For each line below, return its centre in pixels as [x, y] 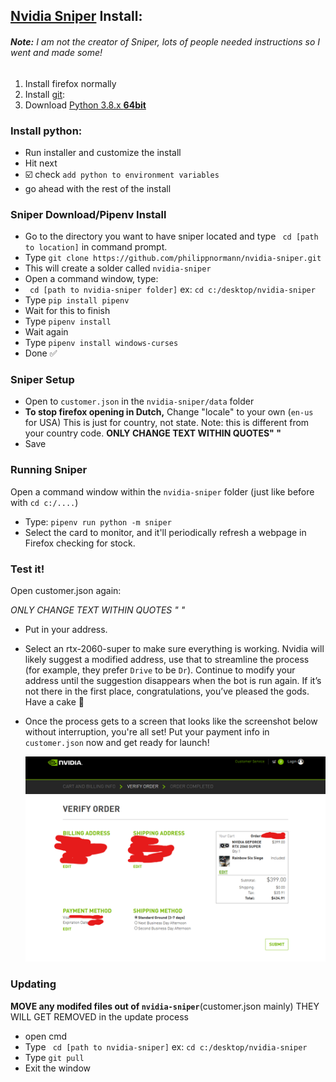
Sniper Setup [42, 380]
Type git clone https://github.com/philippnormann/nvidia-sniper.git [173, 258]
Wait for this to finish [67, 311]
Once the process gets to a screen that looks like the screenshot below [171, 721]
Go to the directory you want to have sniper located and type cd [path [171, 236]
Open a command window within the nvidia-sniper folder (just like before [162, 491]
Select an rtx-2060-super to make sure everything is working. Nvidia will [174, 649]
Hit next [41, 163]
